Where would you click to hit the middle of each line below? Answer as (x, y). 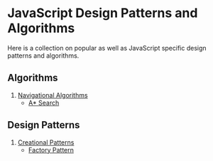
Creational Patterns (46, 142)
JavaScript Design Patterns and (103, 13)
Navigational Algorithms (53, 95)
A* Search (44, 103)
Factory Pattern (51, 150)
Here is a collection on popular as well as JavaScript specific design (107, 48)
